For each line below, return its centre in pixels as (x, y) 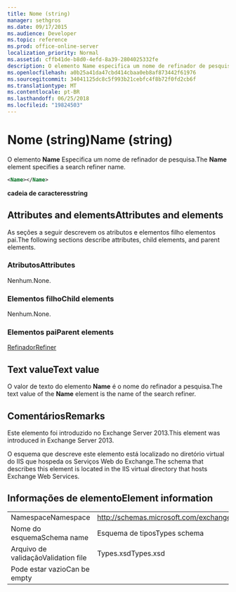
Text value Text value (53, 369)
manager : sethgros (34, 20)
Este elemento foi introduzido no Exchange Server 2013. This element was (114, 433)
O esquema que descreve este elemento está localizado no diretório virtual (116, 454)
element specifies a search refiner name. (67, 166)
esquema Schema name (50, 537)
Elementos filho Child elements (61, 298)
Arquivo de (29, 548)
